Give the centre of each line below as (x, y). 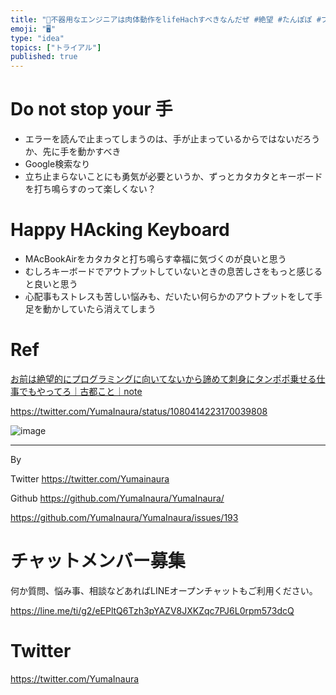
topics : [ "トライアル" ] (56, 47)
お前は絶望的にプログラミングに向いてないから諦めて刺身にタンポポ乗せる (163, 378)
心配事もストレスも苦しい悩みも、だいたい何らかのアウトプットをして (169, 296)
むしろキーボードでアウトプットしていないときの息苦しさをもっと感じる (173, 271)
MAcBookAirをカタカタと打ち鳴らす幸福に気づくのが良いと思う (155, 259)
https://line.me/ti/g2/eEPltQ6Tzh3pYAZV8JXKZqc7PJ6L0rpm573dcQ (152, 610)
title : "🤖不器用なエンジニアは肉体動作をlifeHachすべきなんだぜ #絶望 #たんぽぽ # (166, 19)
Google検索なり (57, 164)
